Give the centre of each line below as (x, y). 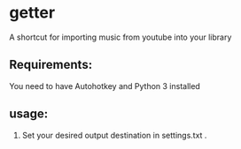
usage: (29, 114)
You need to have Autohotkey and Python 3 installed (105, 86)
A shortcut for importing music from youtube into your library (120, 37)
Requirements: (51, 65)
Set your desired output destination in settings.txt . (114, 135)
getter (32, 13)
